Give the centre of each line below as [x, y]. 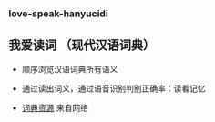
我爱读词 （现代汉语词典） [82, 45]
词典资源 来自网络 [55, 107]
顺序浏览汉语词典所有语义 [70, 69]
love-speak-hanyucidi [58, 14]
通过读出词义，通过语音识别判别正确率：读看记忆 [113, 88]
